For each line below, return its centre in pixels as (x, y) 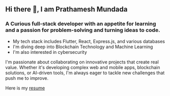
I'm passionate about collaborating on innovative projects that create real (82, 62)
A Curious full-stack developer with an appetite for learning (81, 24)
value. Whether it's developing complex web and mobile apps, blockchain (83, 67)
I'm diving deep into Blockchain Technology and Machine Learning (83, 47)
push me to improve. (27, 78)
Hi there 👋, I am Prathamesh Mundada (66, 9)
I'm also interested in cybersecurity (50, 52)
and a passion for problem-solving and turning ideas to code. (83, 30)
